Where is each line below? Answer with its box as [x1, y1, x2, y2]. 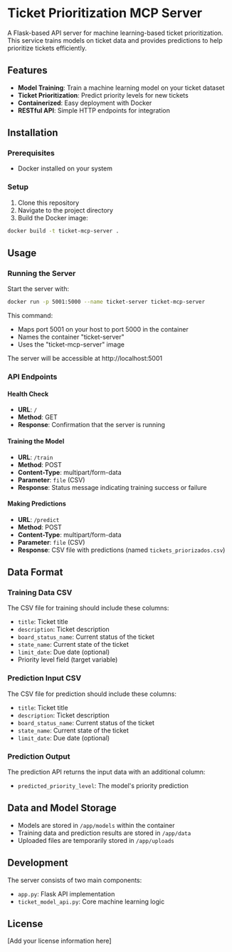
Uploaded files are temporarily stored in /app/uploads [17, 836, 174, 844]
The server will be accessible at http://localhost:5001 [7, 354, 162, 363]
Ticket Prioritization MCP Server [7, 5, 203, 21]
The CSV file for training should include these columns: [7, 604, 169, 613]
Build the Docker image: [17, 213, 89, 222]
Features [7, 64, 48, 76]
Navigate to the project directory [17, 205, 114, 215]
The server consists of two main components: [7, 876, 142, 884]
